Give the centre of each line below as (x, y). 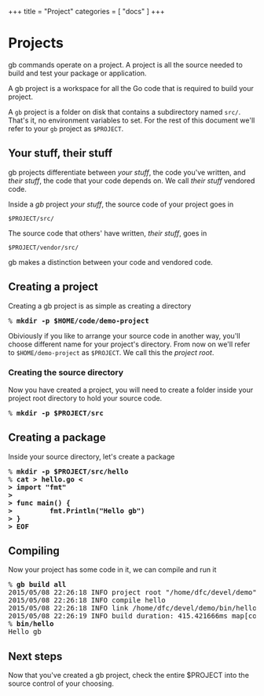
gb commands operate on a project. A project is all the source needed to (126, 64)
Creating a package (57, 438)
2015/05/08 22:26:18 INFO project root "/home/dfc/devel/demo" (132, 593)
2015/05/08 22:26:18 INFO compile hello (87, 601)
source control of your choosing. (61, 683)
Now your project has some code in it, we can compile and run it (112, 570)
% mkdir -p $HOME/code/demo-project (79, 321)
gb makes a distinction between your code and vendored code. (111, 262)
